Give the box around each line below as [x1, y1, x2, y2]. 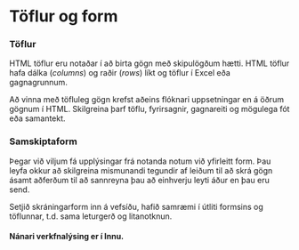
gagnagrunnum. [9, 77, 69, 88]
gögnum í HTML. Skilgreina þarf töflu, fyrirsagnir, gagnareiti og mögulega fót [9, 104, 290, 115]
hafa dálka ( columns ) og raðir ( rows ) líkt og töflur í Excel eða [9, 68, 231, 78]
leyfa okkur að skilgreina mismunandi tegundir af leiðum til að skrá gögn [9, 165, 273, 175]
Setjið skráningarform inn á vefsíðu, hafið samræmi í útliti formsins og [9, 201, 264, 212]
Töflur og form [9, 6, 118, 27]
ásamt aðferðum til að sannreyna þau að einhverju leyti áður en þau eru [9, 174, 270, 185]
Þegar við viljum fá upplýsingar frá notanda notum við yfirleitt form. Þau [9, 156, 271, 166]
